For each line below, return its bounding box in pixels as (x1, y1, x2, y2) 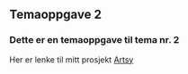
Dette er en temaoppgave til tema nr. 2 (9, 34, 180, 46)
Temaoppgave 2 (9, 7, 102, 22)
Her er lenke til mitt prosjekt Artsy (9, 53, 134, 65)
